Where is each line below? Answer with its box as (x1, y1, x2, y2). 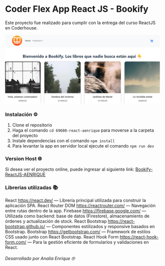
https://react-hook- (119, 234, 159, 239)
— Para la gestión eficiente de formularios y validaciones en (27, 239, 149, 245)
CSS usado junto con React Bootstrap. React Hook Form (5, 234, 119, 239)
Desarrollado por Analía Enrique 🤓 (5, 256, 75, 262)
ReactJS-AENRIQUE (5, 172, 46, 177)
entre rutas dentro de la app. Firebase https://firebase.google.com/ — (5, 207, 146, 213)
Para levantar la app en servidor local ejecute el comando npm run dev (12, 143, 155, 149)
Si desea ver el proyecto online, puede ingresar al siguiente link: (5, 166, 135, 173)
